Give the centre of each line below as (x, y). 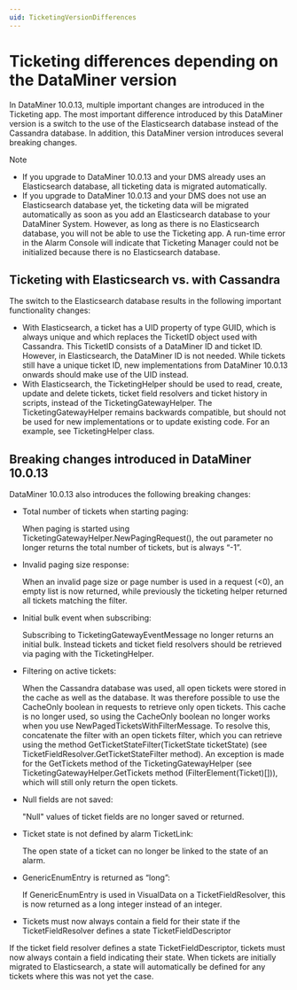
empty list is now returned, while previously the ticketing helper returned (155, 591)
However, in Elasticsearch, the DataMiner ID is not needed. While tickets (153, 356)
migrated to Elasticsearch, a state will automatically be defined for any (137, 967)
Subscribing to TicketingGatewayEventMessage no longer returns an (148, 635)
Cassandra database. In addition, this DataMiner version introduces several (146, 133)
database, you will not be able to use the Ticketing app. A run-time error (154, 233)
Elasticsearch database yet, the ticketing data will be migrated (135, 205)
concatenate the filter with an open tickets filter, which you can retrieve (152, 736)
